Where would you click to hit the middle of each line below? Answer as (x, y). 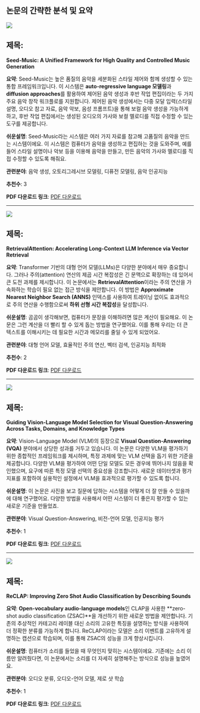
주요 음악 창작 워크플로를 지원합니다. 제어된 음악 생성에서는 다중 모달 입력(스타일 (99, 101)
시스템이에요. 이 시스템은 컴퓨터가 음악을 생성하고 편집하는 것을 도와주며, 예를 (102, 143)
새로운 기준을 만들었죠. (32, 506)
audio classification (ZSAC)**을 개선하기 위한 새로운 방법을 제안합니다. (102, 616)
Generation (20, 66)
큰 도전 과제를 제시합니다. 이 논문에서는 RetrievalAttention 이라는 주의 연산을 (96, 282)
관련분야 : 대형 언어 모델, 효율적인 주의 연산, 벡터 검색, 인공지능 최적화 (86, 345)
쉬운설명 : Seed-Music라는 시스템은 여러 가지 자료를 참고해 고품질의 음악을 (93, 136)
